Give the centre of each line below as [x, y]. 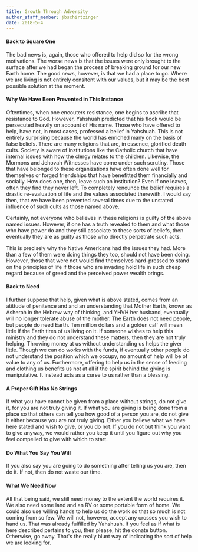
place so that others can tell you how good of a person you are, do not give [97, 414]
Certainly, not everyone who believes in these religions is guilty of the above [99, 218]
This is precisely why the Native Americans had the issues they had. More [96, 248]
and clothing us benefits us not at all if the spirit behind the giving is [88, 369]
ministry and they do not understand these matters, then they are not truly [96, 337]
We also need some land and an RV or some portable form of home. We [93, 505]
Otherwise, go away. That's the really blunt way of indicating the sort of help [99, 536]
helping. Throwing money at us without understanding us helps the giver [94, 343]
